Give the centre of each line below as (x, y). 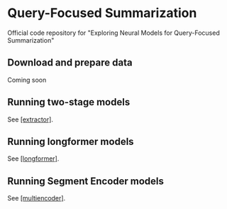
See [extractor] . (30, 119)
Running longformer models (71, 141)
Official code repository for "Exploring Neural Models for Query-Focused (113, 33)
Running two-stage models (69, 102)
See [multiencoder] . (37, 198)
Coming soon (27, 80)
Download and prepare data (70, 63)
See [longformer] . (33, 159)
